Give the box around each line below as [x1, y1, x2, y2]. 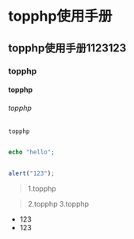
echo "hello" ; [8, 148, 56, 157]
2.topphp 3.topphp [27, 199, 90, 209]
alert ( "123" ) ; [8, 169, 56, 178]
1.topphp [27, 184, 57, 194]
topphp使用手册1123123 [8, 41, 127, 55]
